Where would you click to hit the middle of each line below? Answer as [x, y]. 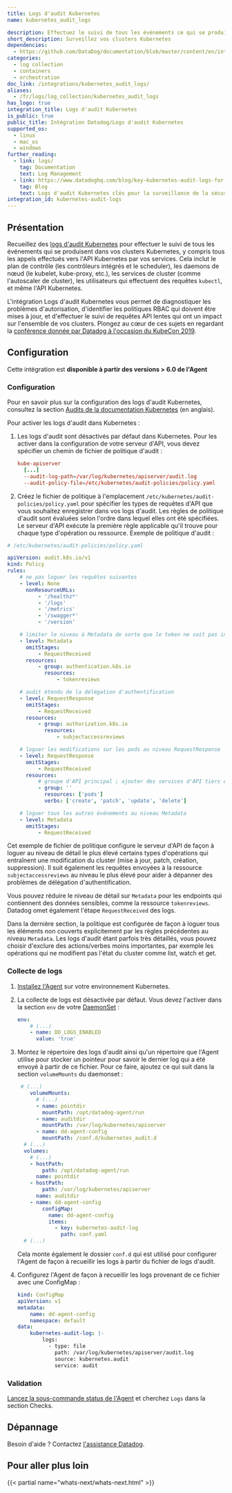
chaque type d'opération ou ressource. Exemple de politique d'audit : [116, 533]
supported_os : [28, 129]
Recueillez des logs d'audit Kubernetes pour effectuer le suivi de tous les [111, 244]
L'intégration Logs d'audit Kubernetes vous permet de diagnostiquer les [109, 301]
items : [58, 1221]
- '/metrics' [57, 609]
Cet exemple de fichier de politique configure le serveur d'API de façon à [111, 846]
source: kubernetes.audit [91, 1359]
